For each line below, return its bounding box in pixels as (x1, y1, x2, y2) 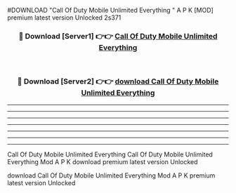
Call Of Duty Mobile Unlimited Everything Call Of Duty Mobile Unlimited (7, 150, 213, 159)
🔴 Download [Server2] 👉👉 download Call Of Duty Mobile (17, 76, 219, 86)
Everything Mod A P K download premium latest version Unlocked (7, 157, 198, 166)
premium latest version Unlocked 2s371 (7, 13, 122, 22)
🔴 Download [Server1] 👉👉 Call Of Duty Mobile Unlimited (18, 31, 218, 41)
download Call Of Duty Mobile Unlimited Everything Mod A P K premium (7, 171, 216, 180)
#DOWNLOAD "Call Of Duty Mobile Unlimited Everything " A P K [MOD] (7, 6, 214, 14)
